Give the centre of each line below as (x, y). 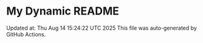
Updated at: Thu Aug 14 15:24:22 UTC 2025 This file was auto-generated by (102, 28)
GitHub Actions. (26, 34)
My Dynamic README (63, 11)
